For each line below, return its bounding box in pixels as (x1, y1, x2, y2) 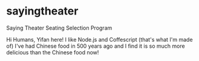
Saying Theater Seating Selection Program (6, 24, 113, 31)
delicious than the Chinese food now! (6, 48, 99, 56)
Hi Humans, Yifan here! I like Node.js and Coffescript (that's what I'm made (6, 36, 193, 43)
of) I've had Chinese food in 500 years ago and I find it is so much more (6, 42, 186, 50)
